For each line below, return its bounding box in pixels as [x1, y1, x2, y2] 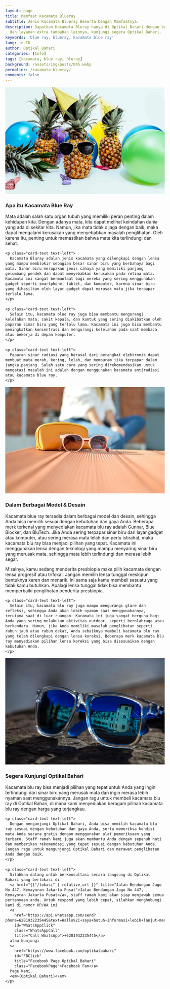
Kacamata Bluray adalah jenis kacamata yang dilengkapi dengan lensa [10, 256, 159, 261]
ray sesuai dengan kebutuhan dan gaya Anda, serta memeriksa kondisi [5, 826, 155, 832]
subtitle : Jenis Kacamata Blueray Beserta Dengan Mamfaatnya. [5, 19, 139, 24]
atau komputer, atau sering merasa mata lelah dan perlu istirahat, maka [5, 534, 153, 540]
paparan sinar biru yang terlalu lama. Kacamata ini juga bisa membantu [5, 322, 162, 327]
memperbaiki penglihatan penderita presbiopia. [5, 587, 104, 594]
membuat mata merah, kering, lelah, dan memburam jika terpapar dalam [5, 358, 157, 363]
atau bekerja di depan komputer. [5, 332, 76, 337]
